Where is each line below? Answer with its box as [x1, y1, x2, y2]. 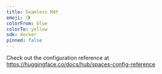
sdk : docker [6, 32, 37, 38]
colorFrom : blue [6, 20, 48, 26]
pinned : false [6, 37, 43, 43]
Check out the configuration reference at [6, 54, 109, 61]
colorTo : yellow [6, 26, 48, 32]
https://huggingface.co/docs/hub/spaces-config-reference [6, 61, 156, 68]
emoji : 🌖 [6, 15, 31, 21]
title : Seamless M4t [6, 9, 59, 15]
